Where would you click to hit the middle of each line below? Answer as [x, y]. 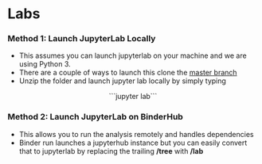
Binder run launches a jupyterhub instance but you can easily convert [133, 143]
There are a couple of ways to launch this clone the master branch [128, 73]
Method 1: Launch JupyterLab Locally [82, 39]
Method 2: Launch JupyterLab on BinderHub [96, 117]
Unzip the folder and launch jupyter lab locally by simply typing [122, 81]
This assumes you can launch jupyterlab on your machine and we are [133, 55]
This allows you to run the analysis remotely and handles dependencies [136, 134]
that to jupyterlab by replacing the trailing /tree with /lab [111, 151]
